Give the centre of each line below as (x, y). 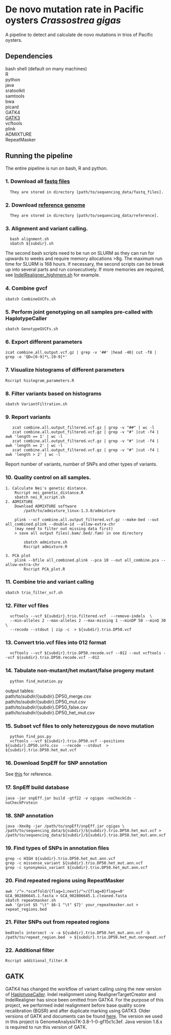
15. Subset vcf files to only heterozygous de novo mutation (80, 726)
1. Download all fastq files (38, 181)
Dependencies (29, 56)
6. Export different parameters (44, 342)
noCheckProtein (22, 803)
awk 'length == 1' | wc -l (34, 437)
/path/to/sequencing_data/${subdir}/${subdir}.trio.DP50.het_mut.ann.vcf (86, 835)
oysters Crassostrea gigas (63, 20)
